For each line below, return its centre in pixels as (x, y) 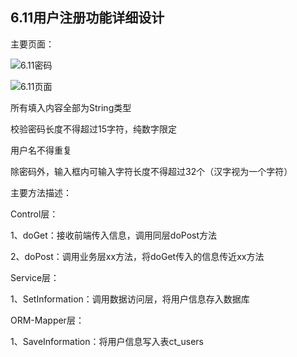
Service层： (35, 277)
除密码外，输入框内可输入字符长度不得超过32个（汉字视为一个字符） (151, 171)
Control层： (34, 214)
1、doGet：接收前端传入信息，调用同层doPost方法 (114, 235)
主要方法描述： (41, 192)
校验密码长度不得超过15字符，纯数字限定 (93, 129)
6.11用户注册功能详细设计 (87, 18)
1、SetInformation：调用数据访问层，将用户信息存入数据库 (130, 299)
